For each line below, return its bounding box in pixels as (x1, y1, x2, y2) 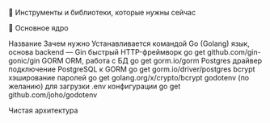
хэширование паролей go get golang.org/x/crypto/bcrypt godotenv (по (8, 73, 249, 82)
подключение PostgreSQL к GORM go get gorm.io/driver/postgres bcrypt (8, 64, 255, 74)
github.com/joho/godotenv (8, 90, 98, 100)
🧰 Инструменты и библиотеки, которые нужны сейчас (8, 8, 196, 17)
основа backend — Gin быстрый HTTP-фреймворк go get (8, 47, 206, 56)
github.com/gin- (207, 47, 261, 56)
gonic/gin (8, 56, 40, 65)
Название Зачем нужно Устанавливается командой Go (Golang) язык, (8, 39, 251, 48)
